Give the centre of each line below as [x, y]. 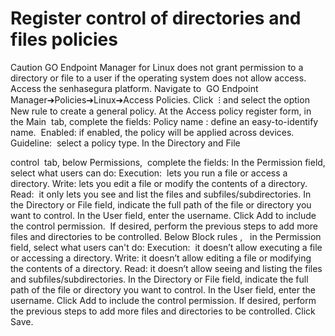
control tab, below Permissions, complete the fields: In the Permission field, [168, 162]
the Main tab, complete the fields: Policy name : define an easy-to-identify [164, 121]
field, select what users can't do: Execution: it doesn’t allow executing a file [166, 247]
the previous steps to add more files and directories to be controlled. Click [163, 311]
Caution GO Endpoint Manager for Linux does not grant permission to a [157, 67]
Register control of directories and [156, 18]
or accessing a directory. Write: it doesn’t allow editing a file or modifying [161, 258]
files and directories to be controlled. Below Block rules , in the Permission [166, 236]
